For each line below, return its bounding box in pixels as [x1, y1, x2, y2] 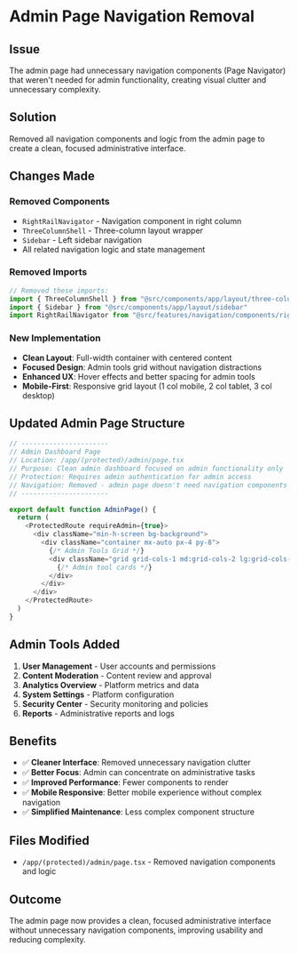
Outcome [9, 892, 62, 907]
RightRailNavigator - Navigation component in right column [21, 215, 242, 226]
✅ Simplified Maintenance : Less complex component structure [21, 806, 255, 817]
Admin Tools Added [9, 637, 121, 653]
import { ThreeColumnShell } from [9, 294, 137, 303]
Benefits [9, 734, 58, 749]
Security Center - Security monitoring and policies [21, 698, 208, 709]
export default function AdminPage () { [9, 505, 157, 514]
